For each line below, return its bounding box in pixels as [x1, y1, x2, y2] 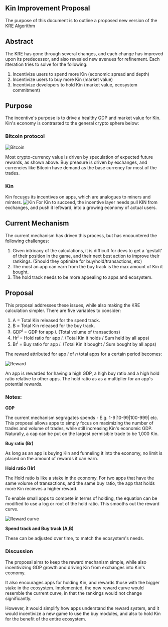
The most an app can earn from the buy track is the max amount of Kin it [12, 263, 163, 269]
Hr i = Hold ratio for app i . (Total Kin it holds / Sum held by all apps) [12, 334, 149, 341]
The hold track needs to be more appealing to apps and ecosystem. [12, 274, 153, 280]
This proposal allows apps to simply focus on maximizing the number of [5, 420, 154, 426]
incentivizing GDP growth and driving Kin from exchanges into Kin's [5, 565, 145, 571]
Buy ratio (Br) [5, 440, 34, 446]
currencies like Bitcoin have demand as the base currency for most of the [5, 164, 157, 170]
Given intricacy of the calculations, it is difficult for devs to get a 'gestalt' [12, 247, 162, 253]
